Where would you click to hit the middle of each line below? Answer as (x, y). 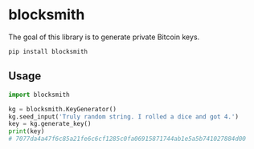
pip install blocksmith (48, 51)
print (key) (27, 131)
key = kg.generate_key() (50, 124)
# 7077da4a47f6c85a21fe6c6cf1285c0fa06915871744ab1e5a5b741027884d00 (127, 139)
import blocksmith (39, 95)
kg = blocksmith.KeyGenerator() (62, 109)
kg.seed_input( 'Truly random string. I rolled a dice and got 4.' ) (124, 117)
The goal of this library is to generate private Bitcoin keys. (104, 37)
